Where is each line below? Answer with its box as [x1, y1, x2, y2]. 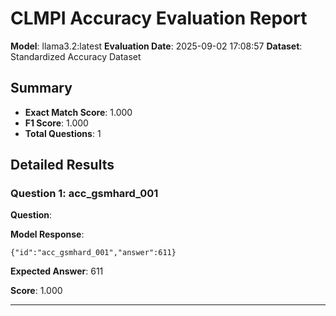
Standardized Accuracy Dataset [10, 50, 142, 62]
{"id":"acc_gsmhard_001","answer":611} [10, 248, 177, 258]
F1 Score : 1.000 [24, 117, 89, 129]
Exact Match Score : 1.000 [24, 106, 133, 118]
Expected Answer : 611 [10, 265, 104, 277]
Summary [10, 80, 73, 97]
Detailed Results [10, 157, 115, 174]
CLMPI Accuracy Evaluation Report [10, 7, 308, 30]
